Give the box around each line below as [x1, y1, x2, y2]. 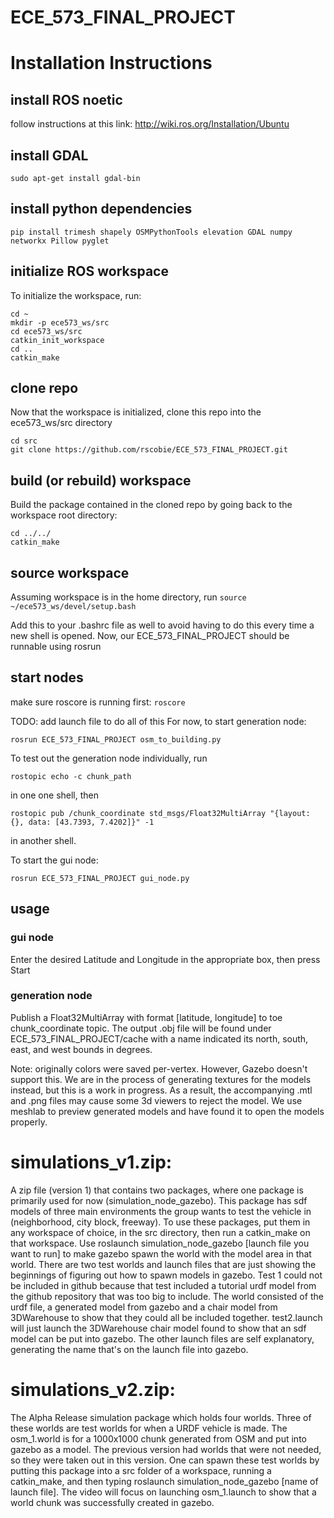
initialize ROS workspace [10, 263, 169, 280]
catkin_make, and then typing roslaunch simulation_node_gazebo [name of [10, 1475, 319, 1487]
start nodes [10, 669, 84, 686]
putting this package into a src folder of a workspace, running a [10, 1464, 272, 1476]
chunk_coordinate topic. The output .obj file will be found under [10, 1022, 272, 1034]
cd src [10, 436, 38, 446]
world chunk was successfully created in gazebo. [10, 1496, 215, 1508]
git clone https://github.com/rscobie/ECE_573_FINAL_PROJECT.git [10, 445, 288, 455]
